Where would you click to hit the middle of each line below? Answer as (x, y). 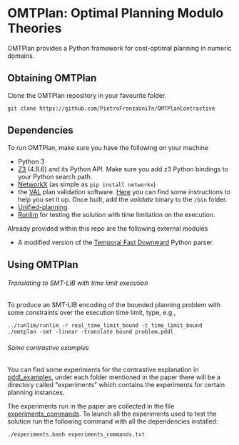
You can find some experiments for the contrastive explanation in (103, 370)
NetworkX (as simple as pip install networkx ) (87, 184)
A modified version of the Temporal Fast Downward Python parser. (116, 242)
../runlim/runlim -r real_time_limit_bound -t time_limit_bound (105, 326)
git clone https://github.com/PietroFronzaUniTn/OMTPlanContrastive (111, 109)
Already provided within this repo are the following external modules (108, 228)
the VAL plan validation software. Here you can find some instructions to (124, 191)
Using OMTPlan (43, 265)
